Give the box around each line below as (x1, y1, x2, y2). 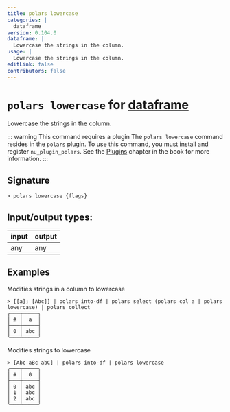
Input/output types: (7, 211, 93, 223)
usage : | (7, 49, 32, 56)
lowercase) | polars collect (7, 304, 91, 311)
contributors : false (7, 67, 67, 74)
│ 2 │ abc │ (7, 395, 41, 402)
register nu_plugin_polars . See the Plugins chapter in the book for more (7, 147, 210, 156)
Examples (7, 267, 50, 278)
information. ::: (7, 155, 49, 163)
